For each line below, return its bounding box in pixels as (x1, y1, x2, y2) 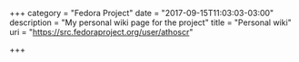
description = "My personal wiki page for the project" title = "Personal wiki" (9, 17, 293, 28)
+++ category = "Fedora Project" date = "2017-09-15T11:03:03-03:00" (9, 8, 274, 18)
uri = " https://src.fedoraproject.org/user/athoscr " (9, 27, 194, 37)
